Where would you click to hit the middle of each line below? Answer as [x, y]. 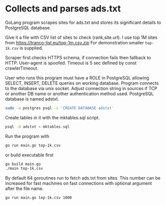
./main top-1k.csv [24, 169]
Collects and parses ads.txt [63, 9]
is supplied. [31, 48]
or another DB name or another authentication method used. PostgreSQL [80, 94]
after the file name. [24, 189]
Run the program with [27, 136]
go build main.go [23, 164]
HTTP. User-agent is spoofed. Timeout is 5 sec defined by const [71, 63]
